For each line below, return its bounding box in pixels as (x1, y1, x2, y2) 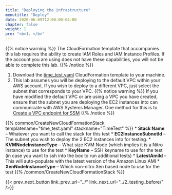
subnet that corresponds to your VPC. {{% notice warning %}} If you (12, 88, 158, 94)
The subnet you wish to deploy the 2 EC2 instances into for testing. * (5, 136, 151, 142)
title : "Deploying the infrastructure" (5, 7, 91, 13)
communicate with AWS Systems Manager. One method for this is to (12, 105, 158, 110)
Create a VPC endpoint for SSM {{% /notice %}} (12, 110, 115, 116)
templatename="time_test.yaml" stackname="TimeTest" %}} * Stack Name (5, 125, 165, 131)
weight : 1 (5, 27, 27, 32)
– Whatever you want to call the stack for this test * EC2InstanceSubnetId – (5, 131, 166, 136)
